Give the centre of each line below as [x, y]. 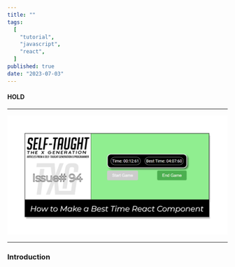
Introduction [29, 257]
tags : [15, 22]
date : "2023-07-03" [36, 73]
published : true [31, 66]
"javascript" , [40, 44]
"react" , [33, 52]
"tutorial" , [37, 37]
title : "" [22, 15]
